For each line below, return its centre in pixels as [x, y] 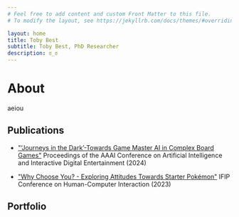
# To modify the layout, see [51, 21]
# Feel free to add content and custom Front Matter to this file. [110, 14]
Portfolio [27, 207]
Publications [36, 131]
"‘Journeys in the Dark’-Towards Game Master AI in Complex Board [116, 147]
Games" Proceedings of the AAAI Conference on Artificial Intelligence [120, 155]
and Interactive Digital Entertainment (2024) [82, 163]
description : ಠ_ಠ [33, 53]
